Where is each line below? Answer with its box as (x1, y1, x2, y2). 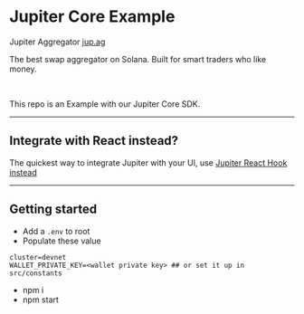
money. (9, 63, 38, 74)
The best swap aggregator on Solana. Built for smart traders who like (9, 53, 267, 64)
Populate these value (22, 235, 101, 246)
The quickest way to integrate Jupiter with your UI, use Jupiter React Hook (9, 157, 288, 168)
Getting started (9, 202, 98, 217)
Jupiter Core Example (9, 6, 176, 27)
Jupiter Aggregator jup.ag (9, 36, 106, 47)
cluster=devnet (9, 252, 67, 262)
